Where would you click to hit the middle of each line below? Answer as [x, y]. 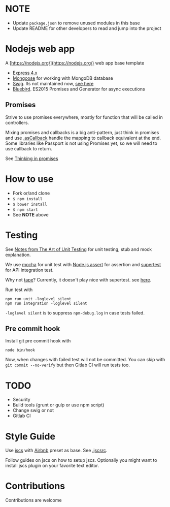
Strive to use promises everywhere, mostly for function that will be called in [84, 117]
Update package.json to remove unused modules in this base [76, 23]
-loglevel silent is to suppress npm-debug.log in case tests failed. [75, 312]
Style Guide [30, 436]
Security [21, 400]
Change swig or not [33, 410]
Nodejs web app [40, 49]
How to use [29, 179]
